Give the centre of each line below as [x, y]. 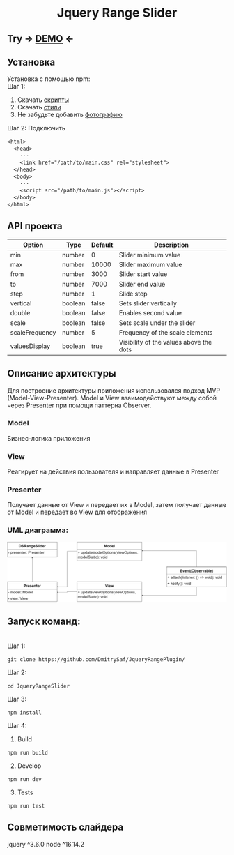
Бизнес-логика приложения [49, 438]
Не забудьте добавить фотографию [70, 115]
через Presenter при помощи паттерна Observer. [79, 405]
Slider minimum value [150, 255]
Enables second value [150, 313]
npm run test [26, 806]
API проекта [35, 226]
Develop [29, 766]
